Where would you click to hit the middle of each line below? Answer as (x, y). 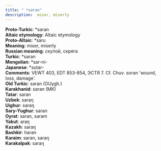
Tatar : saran (18, 94)
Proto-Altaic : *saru (25, 40)
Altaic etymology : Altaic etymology (43, 35)
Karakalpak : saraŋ (25, 143)
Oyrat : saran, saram (26, 116)
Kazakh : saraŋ (21, 127)
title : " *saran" (24, 10)
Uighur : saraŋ (20, 105)
